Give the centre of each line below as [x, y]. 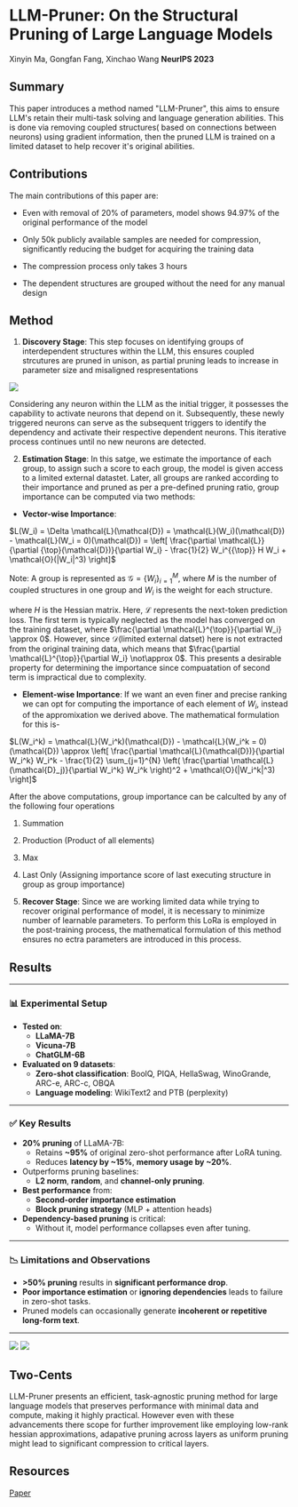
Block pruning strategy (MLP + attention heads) [124, 1208]
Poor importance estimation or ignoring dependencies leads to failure [153, 1292]
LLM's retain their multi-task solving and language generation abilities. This [146, 117]
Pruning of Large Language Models [141, 34]
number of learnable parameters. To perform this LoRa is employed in [149, 921]
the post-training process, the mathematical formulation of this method [152, 930]
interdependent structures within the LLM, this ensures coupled [138, 351]
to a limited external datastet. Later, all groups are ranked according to [150, 478]
